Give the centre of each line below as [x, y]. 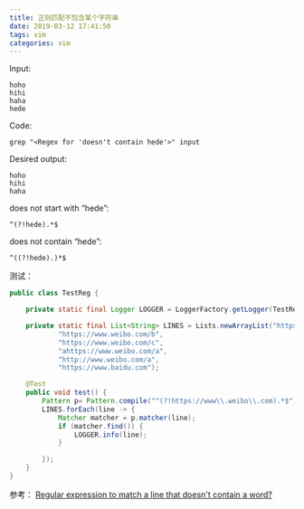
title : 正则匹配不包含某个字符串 [64, 18]
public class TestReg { [54, 293]
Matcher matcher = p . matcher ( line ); [127, 418]
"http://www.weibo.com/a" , [109, 359]
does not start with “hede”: [59, 208]
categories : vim [40, 43]
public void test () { [66, 393]
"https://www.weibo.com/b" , [111, 334]
